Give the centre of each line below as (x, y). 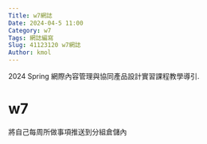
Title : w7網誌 (31, 16)
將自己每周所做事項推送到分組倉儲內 (68, 131)
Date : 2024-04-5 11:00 (46, 23)
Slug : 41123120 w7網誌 (45, 45)
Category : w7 (30, 30)
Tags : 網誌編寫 (31, 38)
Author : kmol (30, 53)
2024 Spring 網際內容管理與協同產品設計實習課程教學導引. (104, 76)
